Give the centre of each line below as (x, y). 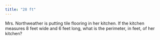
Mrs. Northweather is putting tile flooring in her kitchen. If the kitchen (75, 23)
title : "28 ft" (21, 9)
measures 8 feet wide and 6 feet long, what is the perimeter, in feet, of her (80, 28)
